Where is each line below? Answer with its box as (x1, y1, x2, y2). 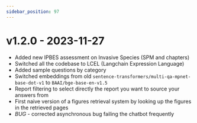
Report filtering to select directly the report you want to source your (14, 85, 180, 92)
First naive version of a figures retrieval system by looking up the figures (14, 98, 192, 105)
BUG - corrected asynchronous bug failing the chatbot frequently (14, 110, 175, 117)
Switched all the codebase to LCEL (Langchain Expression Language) (14, 60, 185, 67)
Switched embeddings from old (14, 72, 92, 80)
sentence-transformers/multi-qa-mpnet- (92, 73, 191, 80)
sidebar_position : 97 (6, 8, 60, 15)
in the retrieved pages (14, 104, 69, 111)
